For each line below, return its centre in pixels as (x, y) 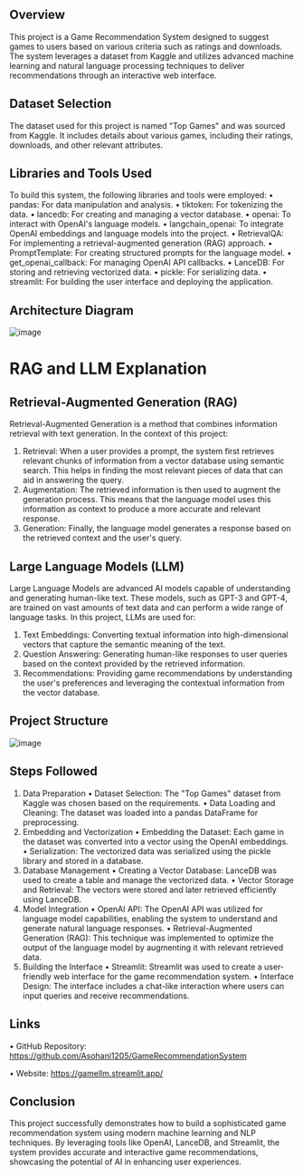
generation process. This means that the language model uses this (147, 500)
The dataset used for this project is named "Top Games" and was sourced (147, 125)
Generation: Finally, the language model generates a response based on (156, 529)
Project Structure (59, 721)
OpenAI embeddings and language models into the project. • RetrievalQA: (147, 234)
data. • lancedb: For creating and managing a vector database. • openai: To (150, 214)
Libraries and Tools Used (80, 174)
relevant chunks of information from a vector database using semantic (153, 461)
